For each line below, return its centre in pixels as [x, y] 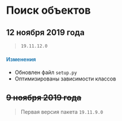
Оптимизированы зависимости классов [65, 79]
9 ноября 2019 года [44, 97]
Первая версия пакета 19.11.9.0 [62, 112]
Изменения [21, 59]
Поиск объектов [49, 10]
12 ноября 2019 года [45, 32]
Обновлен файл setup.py [46, 73]
